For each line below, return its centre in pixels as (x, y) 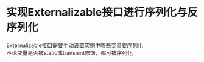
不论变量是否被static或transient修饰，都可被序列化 (69, 52)
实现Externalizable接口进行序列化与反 (102, 12)
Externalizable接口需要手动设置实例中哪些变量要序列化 (75, 45)
